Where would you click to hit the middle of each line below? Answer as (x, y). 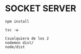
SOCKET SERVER (41, 9)
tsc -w (12, 30)
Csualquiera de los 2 (27, 38)
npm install (17, 21)
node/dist (15, 47)
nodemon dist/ (20, 43)
